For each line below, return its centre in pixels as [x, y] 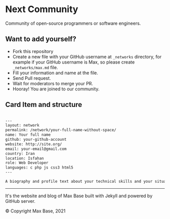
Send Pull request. [32, 78]
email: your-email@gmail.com [36, 149]
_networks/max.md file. [35, 67]
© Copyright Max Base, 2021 [35, 211]
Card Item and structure [44, 105]
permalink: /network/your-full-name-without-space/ [61, 130]
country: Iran [20, 153]
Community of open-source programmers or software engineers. [73, 23]
